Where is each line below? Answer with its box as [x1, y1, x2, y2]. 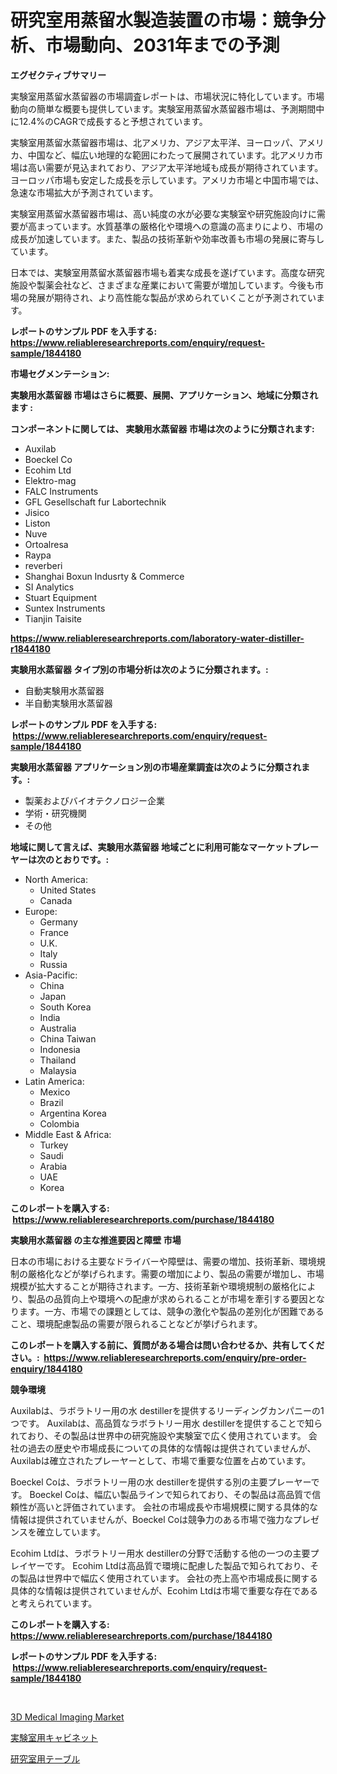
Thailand [39, 1054, 77, 1066]
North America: [24, 873, 88, 885]
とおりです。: [53, 853, 110, 865]
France [39, 926, 70, 938]
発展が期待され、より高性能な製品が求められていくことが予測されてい [27, 291, 317, 303]
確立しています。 [36, 1526, 106, 1538]
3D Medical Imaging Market [10, 1711, 125, 1723]
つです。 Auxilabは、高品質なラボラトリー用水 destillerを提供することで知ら [10, 1417, 323, 1429]
